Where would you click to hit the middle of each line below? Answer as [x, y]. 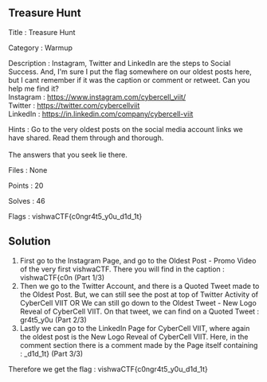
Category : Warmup [41, 48]
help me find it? [34, 88]
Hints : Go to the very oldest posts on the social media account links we [126, 129]
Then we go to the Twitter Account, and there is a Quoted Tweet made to [139, 286]
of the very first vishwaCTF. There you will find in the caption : [122, 269]
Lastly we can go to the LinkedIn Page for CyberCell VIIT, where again [135, 328]
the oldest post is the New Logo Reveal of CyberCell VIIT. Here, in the [134, 337]
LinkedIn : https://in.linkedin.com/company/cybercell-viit [101, 114]
